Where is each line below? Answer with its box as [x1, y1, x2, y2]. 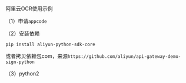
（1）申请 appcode [5, 18, 47, 25]
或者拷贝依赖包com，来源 [5, 53, 68, 60]
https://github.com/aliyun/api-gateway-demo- [67, 54, 181, 60]
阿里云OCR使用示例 [5, 5, 53, 12]
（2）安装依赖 [5, 30, 40, 37]
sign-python [5, 59, 35, 65]
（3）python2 [5, 70, 39, 77]
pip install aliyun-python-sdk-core [5, 41, 95, 47]
